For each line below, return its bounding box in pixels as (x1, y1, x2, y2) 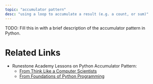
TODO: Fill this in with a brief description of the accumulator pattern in (5, 25, 146, 31)
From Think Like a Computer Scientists (19, 68, 97, 74)
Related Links (5, 47, 61, 58)
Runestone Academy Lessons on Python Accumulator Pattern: (12, 63, 137, 69)
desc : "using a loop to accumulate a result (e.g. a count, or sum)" (5, 12, 149, 17)
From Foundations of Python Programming (19, 73, 104, 79)
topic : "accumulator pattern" (5, 7, 67, 12)
